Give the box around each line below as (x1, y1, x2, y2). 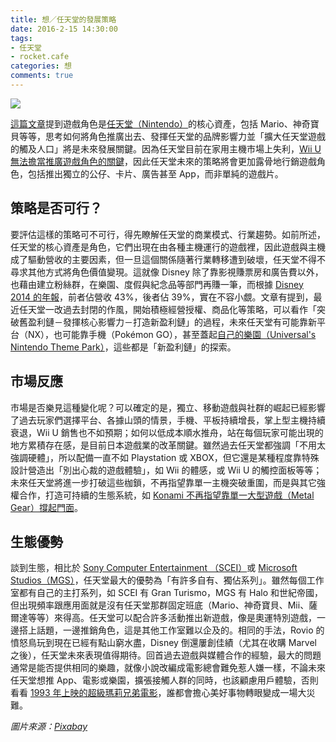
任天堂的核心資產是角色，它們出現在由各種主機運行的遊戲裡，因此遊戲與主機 (10, 241, 326, 253)
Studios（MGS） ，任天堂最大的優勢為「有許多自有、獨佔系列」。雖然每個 (10, 574, 307, 586)
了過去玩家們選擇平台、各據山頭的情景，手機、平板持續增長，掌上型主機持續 (10, 414, 326, 426)
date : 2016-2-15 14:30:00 (10, 24, 118, 34)
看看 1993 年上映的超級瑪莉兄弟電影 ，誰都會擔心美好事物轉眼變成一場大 (10, 687, 307, 699)
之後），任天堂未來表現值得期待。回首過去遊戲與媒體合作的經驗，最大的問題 (10, 649, 322, 661)
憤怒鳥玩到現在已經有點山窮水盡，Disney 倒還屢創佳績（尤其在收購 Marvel (10, 637, 317, 649)
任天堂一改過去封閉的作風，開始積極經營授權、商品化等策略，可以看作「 (18, 303, 317, 315)
